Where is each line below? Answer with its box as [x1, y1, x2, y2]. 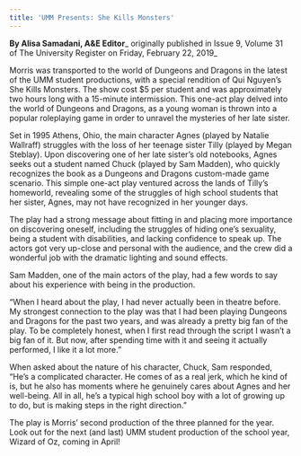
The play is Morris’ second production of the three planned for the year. [9, 417, 275, 427]
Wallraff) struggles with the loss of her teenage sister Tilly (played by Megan [9, 139, 292, 150]
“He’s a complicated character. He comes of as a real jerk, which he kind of [9, 371, 288, 381]
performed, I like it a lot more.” [9, 344, 122, 355]
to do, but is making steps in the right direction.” [9, 399, 187, 410]
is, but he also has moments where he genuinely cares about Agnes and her [9, 381, 291, 391]
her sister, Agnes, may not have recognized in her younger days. [9, 197, 249, 207]
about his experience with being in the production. [9, 279, 196, 290]
